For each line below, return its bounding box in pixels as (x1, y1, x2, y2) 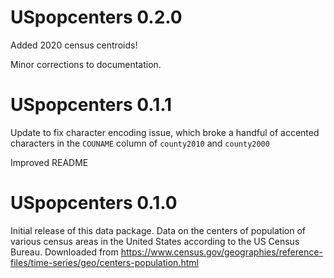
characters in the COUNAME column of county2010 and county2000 (10, 137, 270, 149)
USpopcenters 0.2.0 (10, 6, 183, 29)
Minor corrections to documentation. (10, 58, 162, 70)
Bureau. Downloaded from (10, 246, 119, 258)
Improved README (10, 156, 89, 168)
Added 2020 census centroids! (10, 39, 138, 51)
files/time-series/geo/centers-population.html (10, 256, 199, 268)
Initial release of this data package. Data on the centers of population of (10, 224, 306, 236)
